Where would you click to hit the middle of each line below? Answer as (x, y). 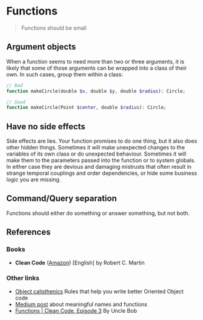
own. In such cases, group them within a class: (65, 74)
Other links (23, 278)
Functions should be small (54, 28)
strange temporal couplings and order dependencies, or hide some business (102, 173)
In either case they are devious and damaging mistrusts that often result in (99, 167)
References (28, 232)
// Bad (15, 85)
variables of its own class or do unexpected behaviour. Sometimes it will (96, 154)
